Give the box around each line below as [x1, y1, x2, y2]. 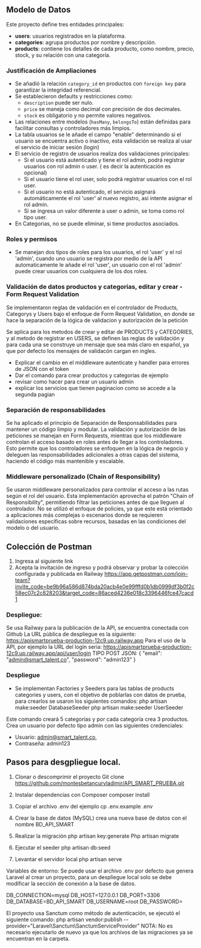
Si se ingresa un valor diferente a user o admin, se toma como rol [23, 207, 184, 215]
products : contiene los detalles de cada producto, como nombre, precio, [14, 45, 194, 52]
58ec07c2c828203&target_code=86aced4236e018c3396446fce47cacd [14, 590, 194, 597]
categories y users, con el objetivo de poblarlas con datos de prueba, [14, 691, 187, 698]
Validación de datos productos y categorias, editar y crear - [6, 283, 183, 291]
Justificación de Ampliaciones [6, 66, 97, 74]
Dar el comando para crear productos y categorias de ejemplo [14, 372, 169, 379]
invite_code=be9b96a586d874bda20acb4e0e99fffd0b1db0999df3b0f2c [14, 583, 195, 590]
